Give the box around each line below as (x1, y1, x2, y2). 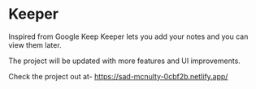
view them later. (8, 40, 63, 49)
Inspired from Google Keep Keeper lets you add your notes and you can (8, 32, 249, 41)
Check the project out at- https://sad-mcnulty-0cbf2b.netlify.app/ (8, 71, 228, 81)
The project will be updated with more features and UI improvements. (8, 56, 241, 66)
